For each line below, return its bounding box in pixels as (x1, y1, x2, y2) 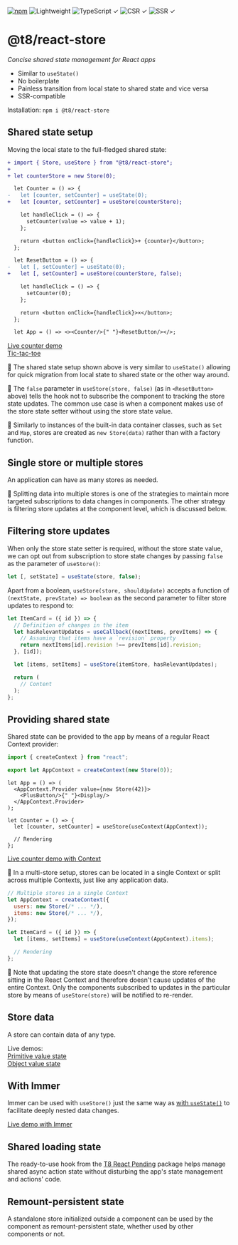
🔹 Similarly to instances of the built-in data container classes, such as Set (7, 421, 222, 429)
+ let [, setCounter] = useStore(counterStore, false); (7, 270, 183, 277)
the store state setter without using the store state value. (7, 407, 173, 416)
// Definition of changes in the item (13, 621, 129, 629)
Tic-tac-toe (7, 349, 41, 358)
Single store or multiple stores (7, 456, 144, 468)
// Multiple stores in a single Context (7, 889, 129, 896)
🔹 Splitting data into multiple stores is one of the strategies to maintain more (7, 489, 229, 498)
